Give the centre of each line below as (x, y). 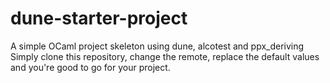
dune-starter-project (99, 18)
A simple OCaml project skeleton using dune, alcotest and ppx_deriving (157, 46)
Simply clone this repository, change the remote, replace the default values (165, 56)
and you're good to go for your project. (90, 67)
